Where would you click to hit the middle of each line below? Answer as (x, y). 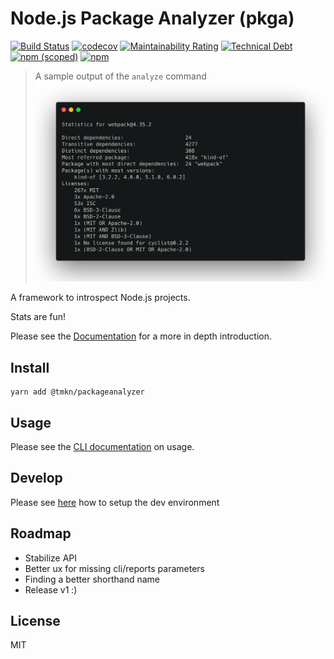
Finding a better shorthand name (92, 579)
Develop (36, 478)
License (35, 621)
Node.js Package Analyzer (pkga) (152, 18)
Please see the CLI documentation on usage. (102, 447)
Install (30, 367)
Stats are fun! (38, 317)
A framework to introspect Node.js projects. (100, 298)
